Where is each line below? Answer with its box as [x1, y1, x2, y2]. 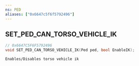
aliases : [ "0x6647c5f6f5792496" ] [5, 12, 75, 17]
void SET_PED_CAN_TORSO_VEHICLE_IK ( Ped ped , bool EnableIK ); [5, 48, 135, 53]
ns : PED [5, 7, 21, 12]
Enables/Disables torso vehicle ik [5, 57, 79, 62]
